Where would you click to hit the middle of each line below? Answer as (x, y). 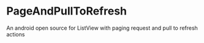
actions (16, 34)
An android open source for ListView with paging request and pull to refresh (102, 28)
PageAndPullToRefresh (67, 11)
